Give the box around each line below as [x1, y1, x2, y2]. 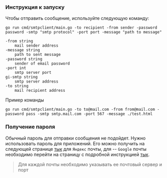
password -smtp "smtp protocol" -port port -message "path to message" [5, 30, 162, 35]
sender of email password [14, 61, 70, 66]
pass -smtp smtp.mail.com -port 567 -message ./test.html [26, 111, 153, 116]
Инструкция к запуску [5, 4, 65, 11]
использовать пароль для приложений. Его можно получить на [5, 140, 145, 147]
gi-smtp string [5, 74, 38, 80]
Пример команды [5, 97, 45, 103]
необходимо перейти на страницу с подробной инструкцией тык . [5, 151, 150, 157]
